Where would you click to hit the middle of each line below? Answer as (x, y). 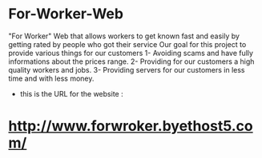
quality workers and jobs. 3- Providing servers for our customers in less (127, 69)
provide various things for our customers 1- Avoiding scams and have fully (131, 53)
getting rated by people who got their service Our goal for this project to (127, 44)
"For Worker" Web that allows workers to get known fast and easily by (124, 36)
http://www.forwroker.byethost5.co (131, 126)
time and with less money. (51, 78)
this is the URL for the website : (71, 93)
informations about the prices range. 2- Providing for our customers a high (131, 61)
